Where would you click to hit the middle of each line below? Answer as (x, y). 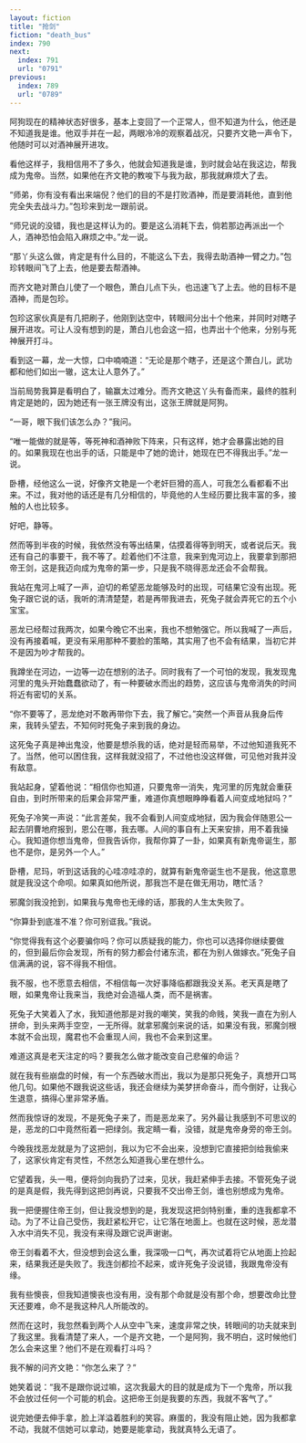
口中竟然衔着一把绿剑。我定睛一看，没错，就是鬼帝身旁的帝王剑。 (173, 1129)
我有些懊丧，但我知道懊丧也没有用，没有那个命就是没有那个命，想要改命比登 (153, 1294)
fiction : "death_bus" (51, 35)
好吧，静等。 (33, 525)
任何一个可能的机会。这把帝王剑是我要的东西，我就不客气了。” (157, 1398)
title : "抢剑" (35, 26)
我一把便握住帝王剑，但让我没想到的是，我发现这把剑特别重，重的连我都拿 (149, 1209)
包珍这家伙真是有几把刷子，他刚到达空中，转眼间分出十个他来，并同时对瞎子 (153, 318)
